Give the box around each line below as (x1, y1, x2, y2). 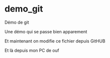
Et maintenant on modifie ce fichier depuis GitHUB (4, 38, 106, 44)
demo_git (4, 3, 43, 14)
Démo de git (4, 19, 30, 25)
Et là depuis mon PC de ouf (4, 47, 59, 53)
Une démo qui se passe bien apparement (4, 29, 88, 34)
